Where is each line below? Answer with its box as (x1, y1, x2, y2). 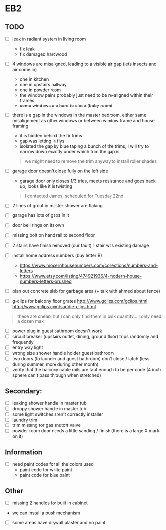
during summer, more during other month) (12, 361, 99, 367)
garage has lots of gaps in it (12, 212, 69, 218)
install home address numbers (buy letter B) (12, 252, 103, 258)
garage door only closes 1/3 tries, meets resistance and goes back (19, 178, 156, 184)
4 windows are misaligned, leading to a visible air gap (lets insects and (12, 61, 157, 67)
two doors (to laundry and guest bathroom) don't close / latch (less (12, 356, 150, 361)
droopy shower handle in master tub (12, 406, 87, 411)
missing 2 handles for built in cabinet (12, 500, 88, 506)
